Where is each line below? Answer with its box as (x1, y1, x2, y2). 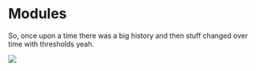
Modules (8, 5, 67, 23)
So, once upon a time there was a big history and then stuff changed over (8, 31, 248, 40)
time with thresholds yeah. (8, 39, 95, 48)
